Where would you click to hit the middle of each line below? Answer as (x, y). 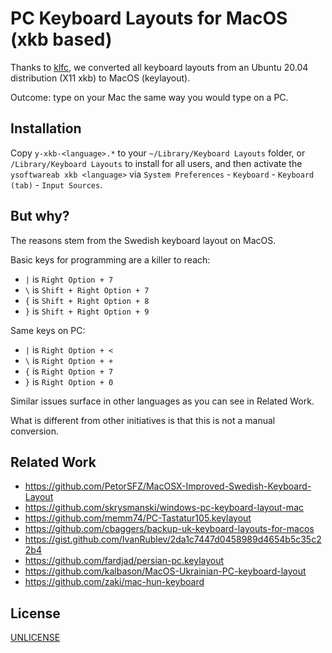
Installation (46, 128)
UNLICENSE (35, 638)
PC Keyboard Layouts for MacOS (149, 18)
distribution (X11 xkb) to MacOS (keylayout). (100, 78)
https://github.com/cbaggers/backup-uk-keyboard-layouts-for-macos (169, 529)
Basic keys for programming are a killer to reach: (110, 259)
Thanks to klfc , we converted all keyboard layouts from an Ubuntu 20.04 (159, 67)
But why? (40, 216)
